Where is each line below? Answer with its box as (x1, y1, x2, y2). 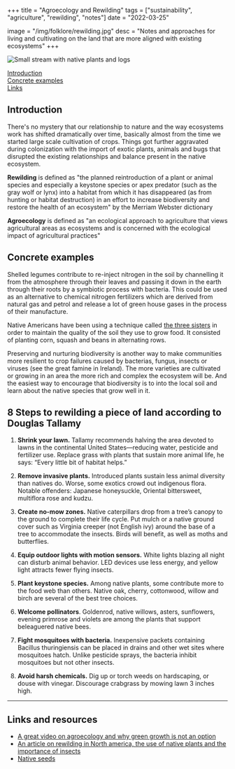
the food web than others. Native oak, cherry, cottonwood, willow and (17, 587, 219, 595)
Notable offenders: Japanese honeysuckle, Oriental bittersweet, (17, 487, 202, 495)
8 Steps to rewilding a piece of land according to (7, 407, 222, 419)
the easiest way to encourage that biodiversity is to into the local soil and (7, 379, 218, 387)
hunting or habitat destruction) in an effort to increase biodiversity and (7, 195, 210, 203)
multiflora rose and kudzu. (17, 494, 94, 503)
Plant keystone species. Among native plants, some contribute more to (17, 580, 224, 588)
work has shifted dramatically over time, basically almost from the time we (7, 129, 222, 138)
